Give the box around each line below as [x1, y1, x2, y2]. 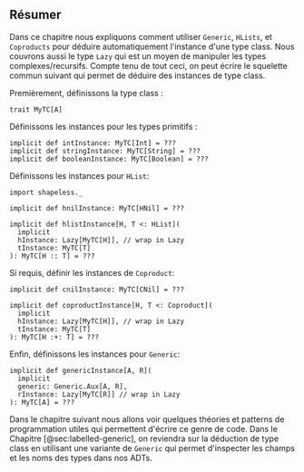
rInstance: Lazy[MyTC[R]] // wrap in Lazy [17, 389, 181, 398]
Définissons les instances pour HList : [9, 170, 150, 181]
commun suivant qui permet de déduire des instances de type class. [9, 70, 266, 81]
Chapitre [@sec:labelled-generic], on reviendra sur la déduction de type [9, 433, 279, 444]
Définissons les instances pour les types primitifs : [9, 121, 198, 132]
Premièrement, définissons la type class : [9, 87, 163, 98]
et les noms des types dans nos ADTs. [9, 452, 152, 463]
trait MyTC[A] [9, 104, 64, 114]
